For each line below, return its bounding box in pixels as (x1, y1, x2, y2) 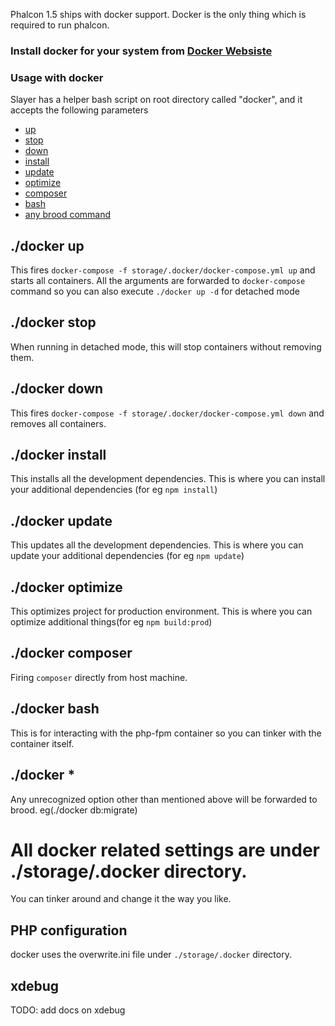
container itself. (10, 737, 75, 749)
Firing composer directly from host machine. (10, 671, 188, 683)
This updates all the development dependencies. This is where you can (10, 539, 304, 551)
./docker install (10, 447, 107, 464)
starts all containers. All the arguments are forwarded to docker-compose (10, 275, 306, 287)
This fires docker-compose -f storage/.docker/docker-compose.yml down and (10, 407, 325, 419)
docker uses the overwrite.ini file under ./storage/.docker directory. (10, 949, 292, 961)
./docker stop (10, 314, 97, 331)
